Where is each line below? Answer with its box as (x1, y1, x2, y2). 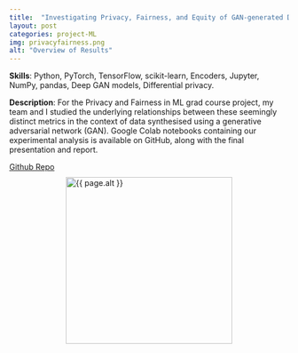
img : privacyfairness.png (9, 37, 105, 47)
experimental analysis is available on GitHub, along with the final (9, 135, 245, 146)
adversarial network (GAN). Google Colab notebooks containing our (9, 125, 257, 136)
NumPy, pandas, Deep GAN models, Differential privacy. (9, 80, 215, 91)
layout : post (9, 21, 58, 30)
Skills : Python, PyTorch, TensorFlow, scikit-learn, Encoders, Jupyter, (9, 70, 260, 81)
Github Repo (9, 162, 55, 172)
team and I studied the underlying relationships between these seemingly (9, 107, 278, 117)
